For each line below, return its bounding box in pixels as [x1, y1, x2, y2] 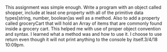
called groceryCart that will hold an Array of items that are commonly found [5, 20, 162, 26]
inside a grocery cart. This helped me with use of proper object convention [5, 26, 161, 32]
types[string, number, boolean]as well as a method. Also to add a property [5, 15, 160, 21]
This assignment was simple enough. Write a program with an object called [5, 5, 161, 10]
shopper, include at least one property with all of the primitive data [5, 10, 144, 16]
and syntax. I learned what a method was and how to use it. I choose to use [5, 31, 162, 37]
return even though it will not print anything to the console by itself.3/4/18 [5, 36, 158, 42]
